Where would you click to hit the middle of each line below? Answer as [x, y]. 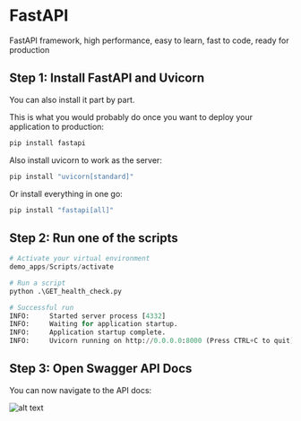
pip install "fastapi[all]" [62, 210]
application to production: [57, 126]
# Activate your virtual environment [80, 259]
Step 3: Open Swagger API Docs [101, 369]
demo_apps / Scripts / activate [62, 267]
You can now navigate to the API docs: [81, 390]
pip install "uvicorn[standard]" [72, 176]
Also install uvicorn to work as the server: [86, 160]
